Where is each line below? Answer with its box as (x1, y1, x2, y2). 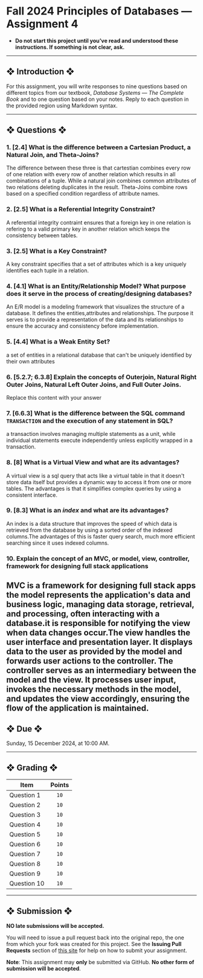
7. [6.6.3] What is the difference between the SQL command (6, 409, 185, 417)
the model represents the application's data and (6, 590, 191, 600)
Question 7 (9, 849, 41, 858)
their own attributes (6, 357, 56, 365)
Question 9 (9, 869, 41, 878)
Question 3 (9, 810, 41, 819)
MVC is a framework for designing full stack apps (6, 581, 196, 591)
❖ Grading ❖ (6, 762, 58, 773)
